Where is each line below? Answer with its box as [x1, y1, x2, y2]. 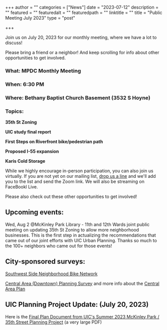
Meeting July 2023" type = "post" [5, 15, 75, 21]
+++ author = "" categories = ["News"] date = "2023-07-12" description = [5, 5, 159, 10]
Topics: [5, 107, 24, 115]
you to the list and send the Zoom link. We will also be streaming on [5, 178, 144, 185]
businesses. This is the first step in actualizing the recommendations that [5, 232, 156, 238]
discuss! [5, 40, 23, 46]
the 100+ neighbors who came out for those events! [5, 243, 112, 249]
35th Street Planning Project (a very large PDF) [5, 319, 102, 325]
